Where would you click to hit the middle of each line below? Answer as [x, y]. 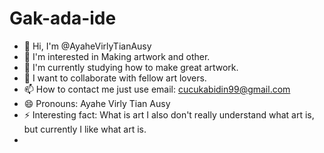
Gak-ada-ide [63, 18]
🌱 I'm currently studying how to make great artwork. [131, 67]
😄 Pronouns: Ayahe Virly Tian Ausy [97, 103]
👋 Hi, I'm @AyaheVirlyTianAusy [87, 46]
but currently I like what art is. [85, 129]
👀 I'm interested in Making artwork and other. [117, 56]
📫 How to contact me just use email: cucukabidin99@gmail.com [157, 89]
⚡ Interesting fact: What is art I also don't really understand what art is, [169, 114]
